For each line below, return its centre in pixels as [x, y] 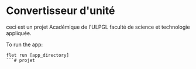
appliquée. [19, 33]
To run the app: [25, 44]
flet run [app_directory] [37, 55]
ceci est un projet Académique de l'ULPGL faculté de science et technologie [98, 27]
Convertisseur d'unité [61, 11]
